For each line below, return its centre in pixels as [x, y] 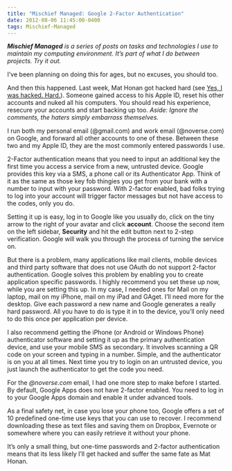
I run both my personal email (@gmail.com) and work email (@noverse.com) [116, 131]
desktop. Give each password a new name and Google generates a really [111, 304]
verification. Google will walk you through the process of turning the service [116, 239]
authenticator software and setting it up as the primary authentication [106, 340]
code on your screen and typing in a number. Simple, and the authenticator [114, 354]
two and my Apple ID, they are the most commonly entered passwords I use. [116, 146]
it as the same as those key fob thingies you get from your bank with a [107, 181]
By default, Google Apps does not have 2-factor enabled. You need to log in [115, 390]
